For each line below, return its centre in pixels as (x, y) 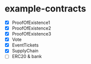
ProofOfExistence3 (31, 34)
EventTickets (25, 45)
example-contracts (45, 9)
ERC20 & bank (27, 56)
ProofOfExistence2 (31, 28)
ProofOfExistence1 (31, 22)
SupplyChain (25, 51)
